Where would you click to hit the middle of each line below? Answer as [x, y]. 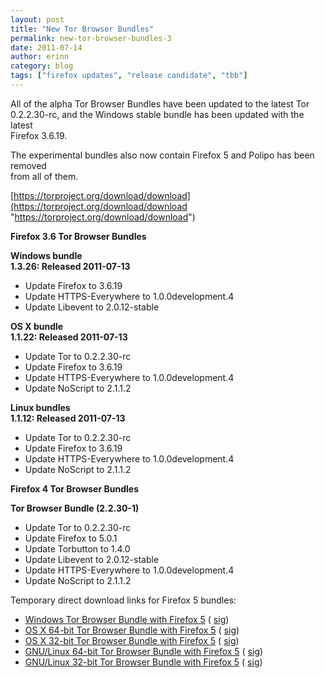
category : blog [42, 66]
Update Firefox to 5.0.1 [71, 538]
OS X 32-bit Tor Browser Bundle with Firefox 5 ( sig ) [132, 640]
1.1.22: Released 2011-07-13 [69, 337]
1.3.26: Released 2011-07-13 [70, 266]
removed [28, 165]
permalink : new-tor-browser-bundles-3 [91, 38]
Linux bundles [40, 407]
